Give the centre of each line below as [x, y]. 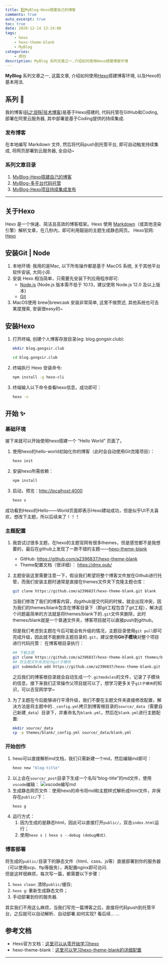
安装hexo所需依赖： [33, 471]
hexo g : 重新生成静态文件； [40, 891]
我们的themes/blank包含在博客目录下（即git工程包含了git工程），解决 [87, 608]
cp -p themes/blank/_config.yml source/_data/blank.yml [72, 733]
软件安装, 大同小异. [32, 272]
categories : [17, 51]
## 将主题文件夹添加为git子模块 [41, 662]
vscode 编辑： [26, 784]
